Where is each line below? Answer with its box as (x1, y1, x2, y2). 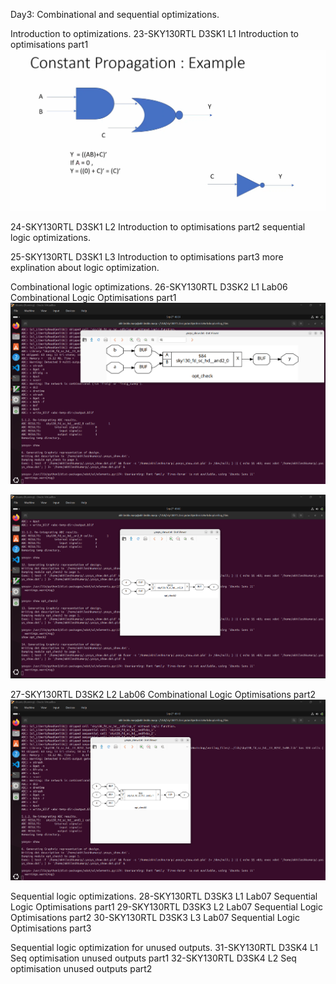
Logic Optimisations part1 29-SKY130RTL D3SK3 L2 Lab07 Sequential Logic (10, 900, 323, 913)
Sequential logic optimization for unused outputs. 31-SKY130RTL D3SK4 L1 (10, 941, 319, 953)
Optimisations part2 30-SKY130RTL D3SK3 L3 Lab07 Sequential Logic (10, 911, 300, 923)
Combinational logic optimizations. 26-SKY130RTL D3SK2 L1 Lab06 (10, 281, 288, 293)
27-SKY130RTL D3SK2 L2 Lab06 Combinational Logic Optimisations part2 (10, 688, 316, 700)
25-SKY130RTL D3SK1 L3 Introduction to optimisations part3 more (10, 251, 284, 263)
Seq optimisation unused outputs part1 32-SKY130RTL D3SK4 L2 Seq (10, 952, 297, 964)
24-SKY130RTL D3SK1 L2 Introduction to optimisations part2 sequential (10, 221, 306, 233)
